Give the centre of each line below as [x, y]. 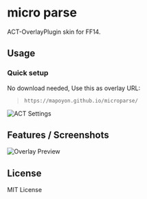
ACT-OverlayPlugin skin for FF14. [54, 32]
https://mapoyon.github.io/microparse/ [81, 101]
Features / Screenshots [58, 135]
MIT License [25, 190]
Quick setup [28, 73]
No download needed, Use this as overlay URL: [74, 88]
